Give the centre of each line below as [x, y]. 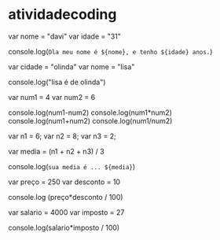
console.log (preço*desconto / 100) [66, 197]
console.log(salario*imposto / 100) [64, 227]
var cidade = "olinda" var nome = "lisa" [71, 66]
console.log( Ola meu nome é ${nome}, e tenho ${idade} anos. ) [110, 51]
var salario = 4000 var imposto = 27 [66, 212]
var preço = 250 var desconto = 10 [64, 182]
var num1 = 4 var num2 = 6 [52, 97]
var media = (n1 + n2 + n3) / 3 [56, 151]
